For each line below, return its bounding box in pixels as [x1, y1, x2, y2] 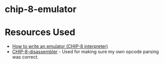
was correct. [12, 54, 39, 60]
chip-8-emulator [5, 4, 77, 15]
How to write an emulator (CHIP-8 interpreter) [12, 43, 108, 49]
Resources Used [5, 27, 76, 38]
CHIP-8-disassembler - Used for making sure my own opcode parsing [12, 49, 159, 55]
